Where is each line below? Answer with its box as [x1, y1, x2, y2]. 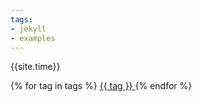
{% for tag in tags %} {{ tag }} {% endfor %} [10, 80, 193, 92]
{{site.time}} [10, 61, 61, 73]
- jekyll [10, 24, 47, 34]
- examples [10, 33, 56, 43]
